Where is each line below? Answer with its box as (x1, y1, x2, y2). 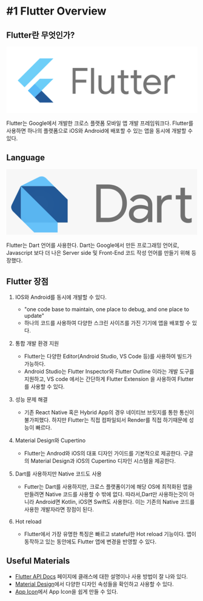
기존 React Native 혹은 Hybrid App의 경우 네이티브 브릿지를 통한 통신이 (24, 409, 195, 416)
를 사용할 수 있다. (24, 383, 65, 391)
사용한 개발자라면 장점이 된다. (24, 506, 94, 513)
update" (24, 312, 44, 320)
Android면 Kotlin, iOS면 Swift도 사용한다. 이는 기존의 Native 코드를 (35, 499, 195, 506)
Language (6, 153, 45, 163)
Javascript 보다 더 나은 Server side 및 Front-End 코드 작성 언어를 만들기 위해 (6, 249, 190, 257)
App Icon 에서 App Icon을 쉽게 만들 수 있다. (15, 588, 118, 595)
